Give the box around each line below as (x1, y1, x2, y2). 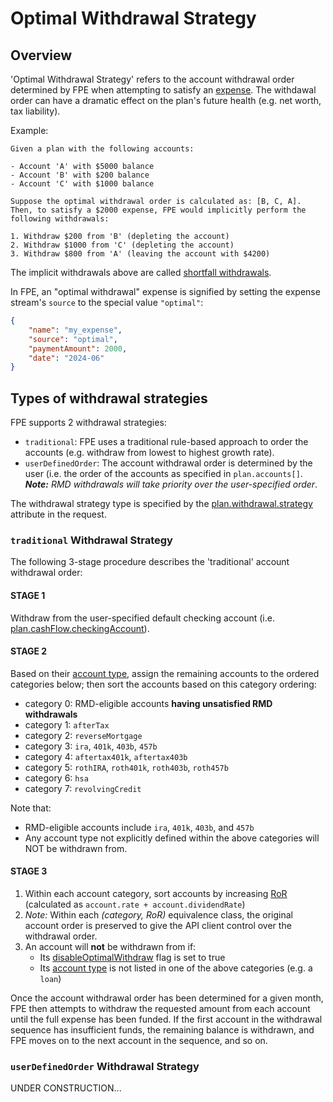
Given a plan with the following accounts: (10, 144, 195, 154)
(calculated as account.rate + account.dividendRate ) (24, 898, 246, 910)
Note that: (10, 802, 52, 814)
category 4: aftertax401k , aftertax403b (24, 750, 188, 762)
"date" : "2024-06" (28, 353, 105, 363)
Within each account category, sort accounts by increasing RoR (24, 887, 288, 899)
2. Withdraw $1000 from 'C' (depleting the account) (10, 240, 235, 250)
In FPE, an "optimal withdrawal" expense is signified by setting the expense (10, 286, 321, 297)
